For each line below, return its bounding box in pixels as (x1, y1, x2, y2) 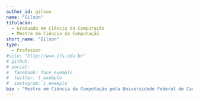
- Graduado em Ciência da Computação (11, 25, 105, 31)
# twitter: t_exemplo (6, 75, 62, 81)
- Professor (11, 48, 41, 53)
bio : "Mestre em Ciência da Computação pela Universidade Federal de (6, 86, 184, 92)
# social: (6, 64, 31, 70)
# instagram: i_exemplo (6, 81, 68, 87)
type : (6, 42, 20, 48)
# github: (6, 58, 31, 64)
